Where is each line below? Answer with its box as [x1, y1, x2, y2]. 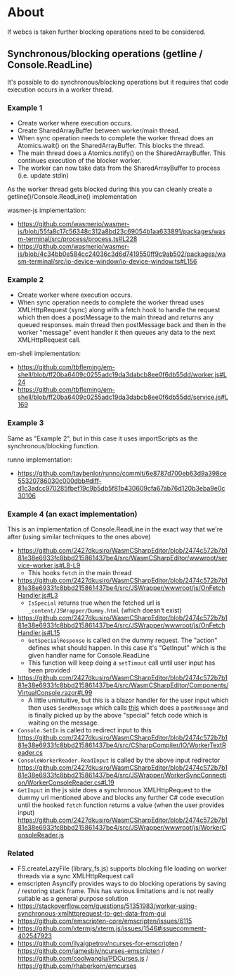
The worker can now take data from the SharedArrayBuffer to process [17, 164, 221, 173]
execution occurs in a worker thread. [7, 85, 114, 94]
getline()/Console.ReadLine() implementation [7, 192, 138, 201]
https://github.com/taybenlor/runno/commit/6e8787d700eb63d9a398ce [17, 469, 227, 477]
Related [7, 848, 34, 858]
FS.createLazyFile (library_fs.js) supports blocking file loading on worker [17, 864, 227, 873]
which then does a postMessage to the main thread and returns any [17, 313, 214, 321]
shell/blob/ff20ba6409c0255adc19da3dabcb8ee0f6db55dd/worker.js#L [17, 371, 227, 379]
